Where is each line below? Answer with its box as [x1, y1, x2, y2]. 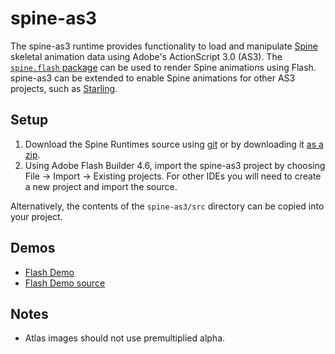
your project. [10, 210, 63, 222]
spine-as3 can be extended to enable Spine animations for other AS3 [10, 72, 296, 84]
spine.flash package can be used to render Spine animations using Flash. [10, 61, 317, 73]
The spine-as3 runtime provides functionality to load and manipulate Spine [10, 40, 318, 52]
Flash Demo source [24, 277, 106, 289]
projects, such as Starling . [10, 82, 118, 94]
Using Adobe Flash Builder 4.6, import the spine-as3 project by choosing [24, 159, 326, 171]
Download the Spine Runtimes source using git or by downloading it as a [24, 138, 324, 150]
